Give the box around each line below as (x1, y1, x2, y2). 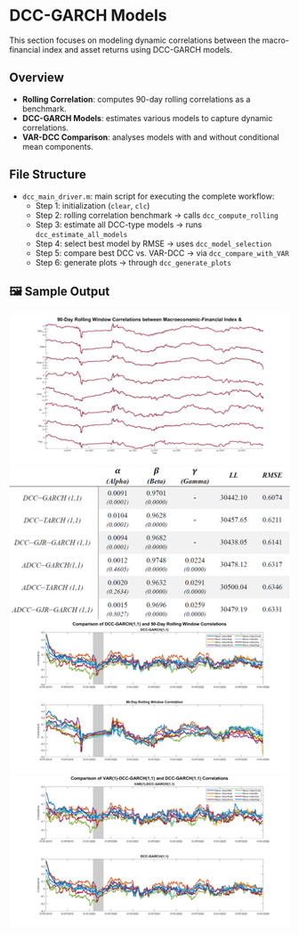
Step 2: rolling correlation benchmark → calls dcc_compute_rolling (35, 209, 279, 220)
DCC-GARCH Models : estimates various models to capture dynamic (21, 112, 273, 123)
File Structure (9, 167, 86, 183)
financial (9, 44, 41, 54)
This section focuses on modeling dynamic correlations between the (9, 35, 261, 45)
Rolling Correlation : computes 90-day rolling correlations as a (21, 94, 251, 104)
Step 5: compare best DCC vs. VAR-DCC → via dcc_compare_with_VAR (35, 247, 289, 258)
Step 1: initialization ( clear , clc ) (35, 200, 150, 210)
